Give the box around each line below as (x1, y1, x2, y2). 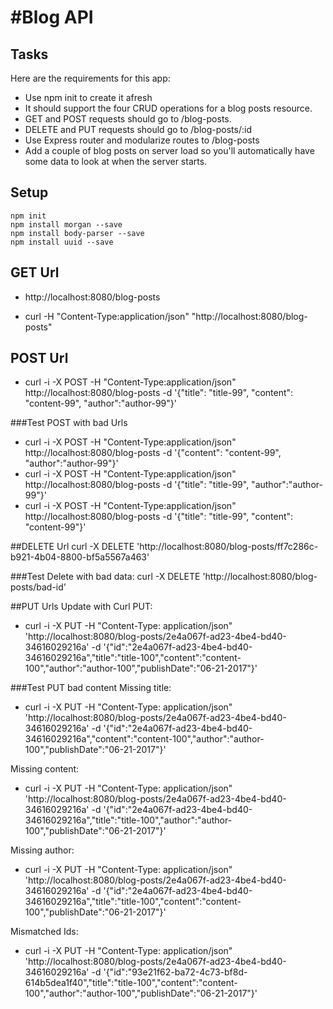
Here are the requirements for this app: (10, 72, 171, 84)
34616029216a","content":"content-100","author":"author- (24, 733, 265, 745)
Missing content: (10, 763, 80, 775)
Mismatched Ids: (10, 926, 79, 938)
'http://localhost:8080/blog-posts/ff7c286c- (136, 541, 319, 553)
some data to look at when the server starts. (24, 156, 208, 167)
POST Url (10, 350, 69, 367)
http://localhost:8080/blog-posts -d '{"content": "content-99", (24, 447, 282, 459)
